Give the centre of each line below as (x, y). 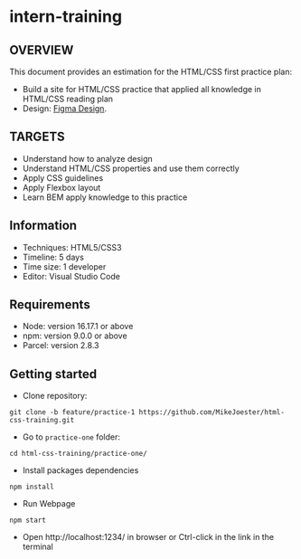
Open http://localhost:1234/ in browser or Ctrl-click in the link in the (148, 537)
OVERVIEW (42, 50)
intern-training (66, 17)
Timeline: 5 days (53, 257)
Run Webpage (49, 504)
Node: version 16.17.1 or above (78, 327)
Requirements (50, 305)
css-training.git (42, 421)
